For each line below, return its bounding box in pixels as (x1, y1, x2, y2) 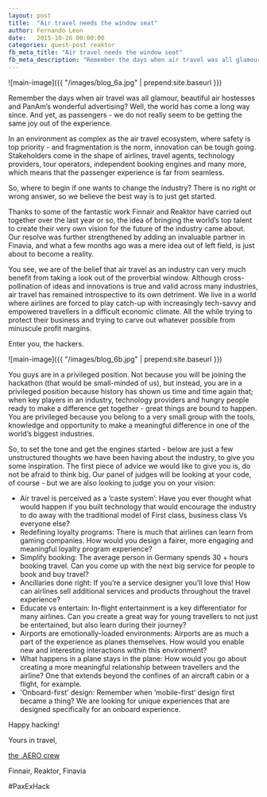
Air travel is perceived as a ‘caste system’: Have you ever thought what (19, 493, 252, 503)
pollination (8, 281, 42, 291)
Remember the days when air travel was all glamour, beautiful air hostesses (8, 93, 256, 103)
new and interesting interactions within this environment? (19, 645, 207, 655)
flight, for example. (19, 679, 82, 688)
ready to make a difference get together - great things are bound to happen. (8, 403, 257, 413)
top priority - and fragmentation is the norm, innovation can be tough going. (8, 142, 257, 152)
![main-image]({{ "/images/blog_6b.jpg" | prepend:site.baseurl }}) (8, 354, 222, 364)
